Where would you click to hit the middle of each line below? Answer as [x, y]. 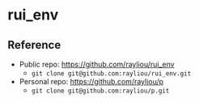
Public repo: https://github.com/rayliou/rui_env [97, 64]
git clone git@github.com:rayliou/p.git [100, 91]
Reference [34, 45]
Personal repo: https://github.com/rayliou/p [91, 82]
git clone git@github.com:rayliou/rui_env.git [111, 74]
